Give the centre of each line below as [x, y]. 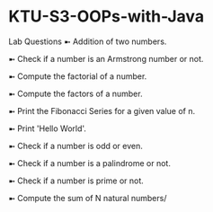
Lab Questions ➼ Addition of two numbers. [88, 41]
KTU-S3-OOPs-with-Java [106, 17]
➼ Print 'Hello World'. [48, 128]
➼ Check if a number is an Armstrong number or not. [106, 58]
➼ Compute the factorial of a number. [78, 76]
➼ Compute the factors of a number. [75, 93]
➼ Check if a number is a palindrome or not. [90, 163]
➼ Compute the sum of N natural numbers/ [88, 198]
